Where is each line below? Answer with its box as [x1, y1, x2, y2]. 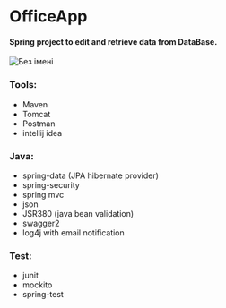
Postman [22, 118, 56, 129]
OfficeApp [9, 6, 88, 27]
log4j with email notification [22, 227, 126, 238]
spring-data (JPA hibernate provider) [22, 170, 160, 181]
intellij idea [22, 127, 63, 138]
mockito [22, 279, 53, 290]
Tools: [9, 79, 38, 91]
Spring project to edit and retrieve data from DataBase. [9, 36, 218, 47]
